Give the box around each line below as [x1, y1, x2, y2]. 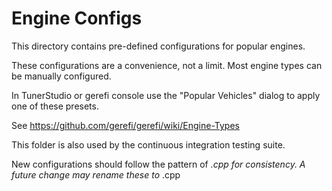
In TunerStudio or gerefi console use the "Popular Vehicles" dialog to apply [11, 89, 321, 101]
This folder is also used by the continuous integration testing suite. [11, 138, 286, 151]
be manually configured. [11, 70, 112, 82]
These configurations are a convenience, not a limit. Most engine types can [11, 59, 323, 71]
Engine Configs [11, 7, 143, 30]
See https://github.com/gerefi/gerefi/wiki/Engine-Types [11, 119, 240, 131]
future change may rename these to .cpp [11, 168, 181, 181]
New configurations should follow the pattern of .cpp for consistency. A [11, 158, 306, 170]
